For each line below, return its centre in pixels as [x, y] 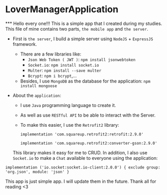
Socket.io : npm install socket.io [63, 65]
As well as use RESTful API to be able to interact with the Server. [88, 115]
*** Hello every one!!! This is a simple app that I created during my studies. [84, 23]
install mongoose [39, 86]
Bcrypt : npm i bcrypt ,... [52, 75]
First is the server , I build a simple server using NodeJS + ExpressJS [83, 39]
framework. [25, 44]
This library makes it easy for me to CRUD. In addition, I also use [80, 152]
